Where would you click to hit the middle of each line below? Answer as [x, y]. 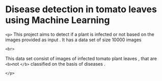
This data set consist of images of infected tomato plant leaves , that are [81, 58]
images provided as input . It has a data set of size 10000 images [73, 40]
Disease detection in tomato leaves [81, 9]
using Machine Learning [58, 20]
